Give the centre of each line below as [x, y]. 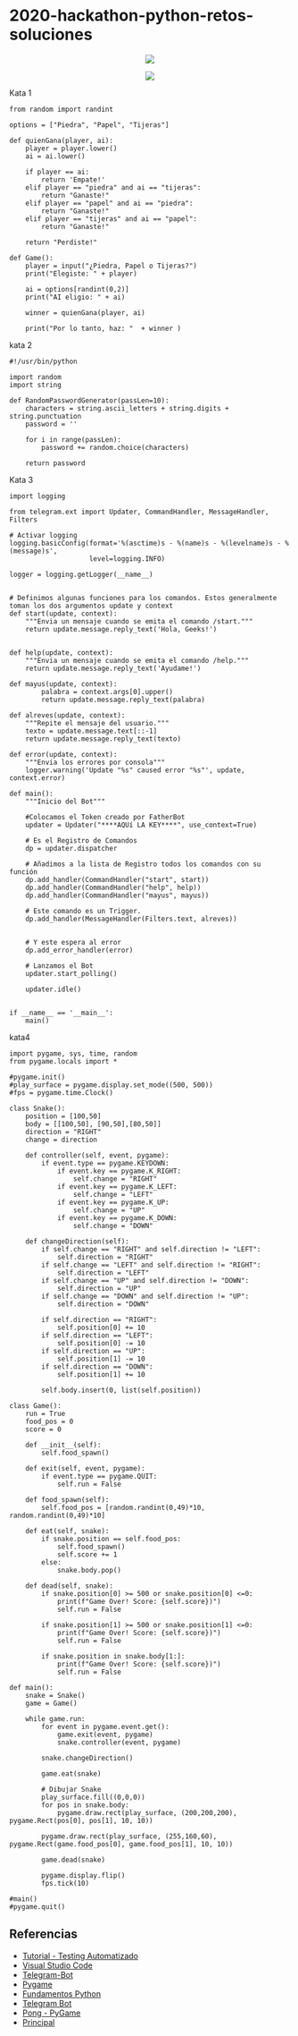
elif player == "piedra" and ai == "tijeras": [113, 187]
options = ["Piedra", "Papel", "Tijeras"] [89, 125]
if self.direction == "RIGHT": [99, 1319]
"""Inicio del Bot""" [65, 802]
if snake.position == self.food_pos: [111, 1539]
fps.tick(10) [66, 1883]
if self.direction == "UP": [93, 1351]
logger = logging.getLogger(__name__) [81, 574]
